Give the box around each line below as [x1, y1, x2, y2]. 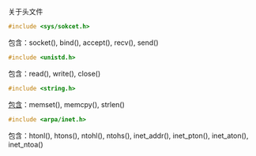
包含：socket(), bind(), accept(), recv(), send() [8, 38, 160, 47]
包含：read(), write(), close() [8, 69, 101, 78]
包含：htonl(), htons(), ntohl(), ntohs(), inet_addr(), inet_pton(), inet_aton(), [8, 131, 249, 140]
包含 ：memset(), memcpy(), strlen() [8, 99, 125, 109]
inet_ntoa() [8, 139, 43, 149]
